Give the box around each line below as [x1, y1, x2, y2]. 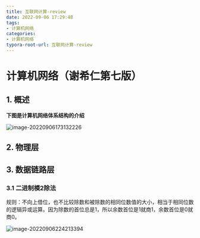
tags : [6, 20, 20, 26]
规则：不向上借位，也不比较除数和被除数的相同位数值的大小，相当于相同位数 [6, 198, 194, 205]
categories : [6, 31, 36, 37]
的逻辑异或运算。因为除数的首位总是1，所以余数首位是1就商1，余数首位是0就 [6, 206, 193, 213]
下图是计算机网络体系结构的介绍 [6, 111, 85, 119]
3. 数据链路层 [6, 164, 55, 174]
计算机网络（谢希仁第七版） [6, 70, 142, 83]
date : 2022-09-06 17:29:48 [6, 14, 73, 20]
